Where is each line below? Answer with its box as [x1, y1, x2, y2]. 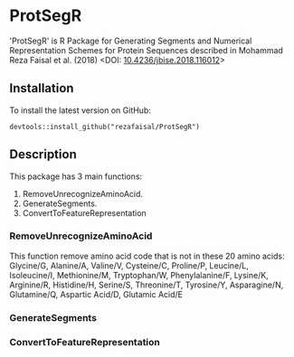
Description [9, 146, 77, 163]
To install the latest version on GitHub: [9, 105, 151, 116]
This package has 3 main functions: [9, 171, 143, 182]
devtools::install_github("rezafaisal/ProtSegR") [9, 122, 201, 131]
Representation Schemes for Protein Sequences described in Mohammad [9, 44, 283, 55]
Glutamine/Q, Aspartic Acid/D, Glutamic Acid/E [9, 288, 184, 299]
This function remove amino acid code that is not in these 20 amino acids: [9, 250, 285, 261]
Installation [9, 80, 74, 96]
